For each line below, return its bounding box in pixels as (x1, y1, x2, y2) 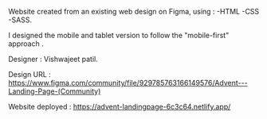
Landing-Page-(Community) (8, 86, 101, 96)
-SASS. (8, 15, 33, 25)
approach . (8, 39, 44, 48)
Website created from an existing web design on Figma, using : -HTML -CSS (8, 7, 260, 16)
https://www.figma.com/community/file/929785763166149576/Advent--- (8, 79, 249, 87)
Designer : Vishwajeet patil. (8, 55, 98, 63)
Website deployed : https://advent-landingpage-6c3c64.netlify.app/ (8, 102, 231, 111)
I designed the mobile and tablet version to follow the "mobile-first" (8, 31, 230, 40)
